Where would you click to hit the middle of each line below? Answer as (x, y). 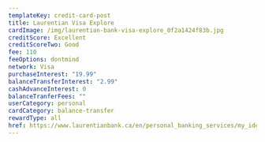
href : (17, 125)
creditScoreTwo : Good (44, 45)
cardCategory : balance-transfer (61, 111)
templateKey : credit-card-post (60, 15)
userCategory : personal (47, 103)
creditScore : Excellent (47, 37)
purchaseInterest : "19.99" (52, 74)
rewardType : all (35, 118)
